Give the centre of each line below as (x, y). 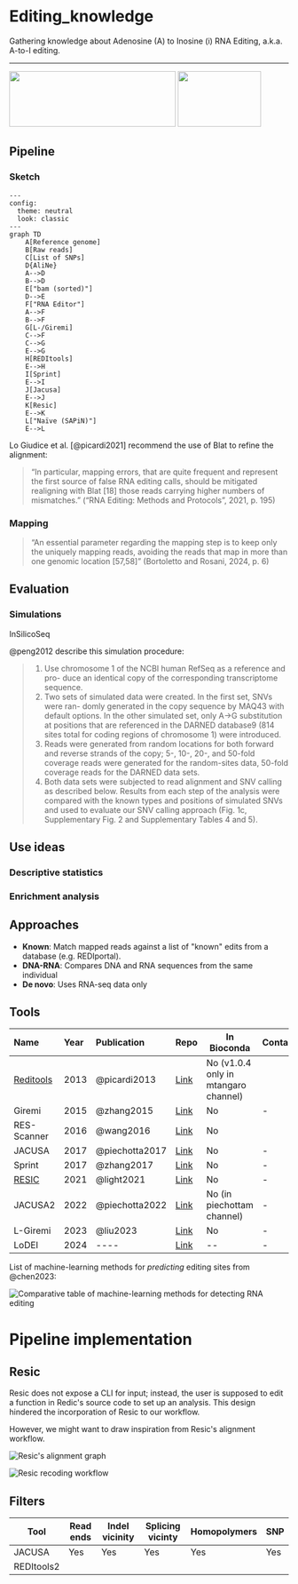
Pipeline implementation (101, 1339)
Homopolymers (223, 1532)
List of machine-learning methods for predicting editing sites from (129, 1267)
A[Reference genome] (63, 242)
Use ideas (37, 847)
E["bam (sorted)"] (59, 289)
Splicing (163, 1526)
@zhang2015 (125, 1110)
